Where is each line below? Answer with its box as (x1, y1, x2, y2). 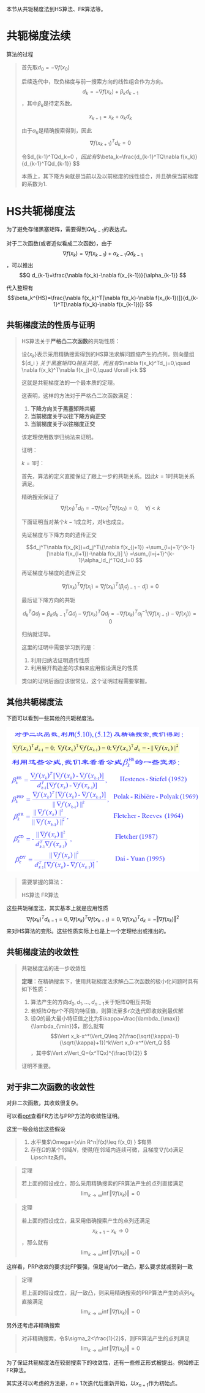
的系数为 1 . (21, 180, 47, 188)
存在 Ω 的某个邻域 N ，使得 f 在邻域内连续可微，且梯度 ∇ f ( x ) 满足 (30, 1146, 184, 1154)
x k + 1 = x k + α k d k (88, 113, 132, 122)
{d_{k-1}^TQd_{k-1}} (21, 160, 72, 168)
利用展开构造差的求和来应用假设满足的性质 (30, 664, 138, 671)
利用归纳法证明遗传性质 (30, 656, 90, 664)
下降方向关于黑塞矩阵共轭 (30, 404, 95, 412)
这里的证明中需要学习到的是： (21, 643, 97, 650)
